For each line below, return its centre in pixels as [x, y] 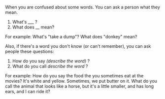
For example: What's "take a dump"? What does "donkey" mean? [71, 37]
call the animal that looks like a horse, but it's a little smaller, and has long [80, 86]
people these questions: [30, 51]
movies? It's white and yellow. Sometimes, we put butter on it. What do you [81, 81]
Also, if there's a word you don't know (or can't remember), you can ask [78, 46]
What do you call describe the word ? [50, 66]
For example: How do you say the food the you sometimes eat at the [74, 76]
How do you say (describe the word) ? [51, 61]
